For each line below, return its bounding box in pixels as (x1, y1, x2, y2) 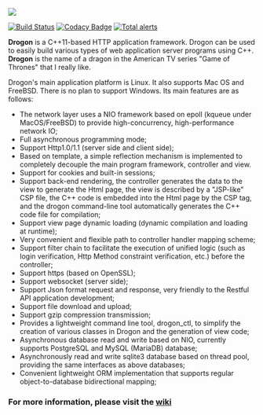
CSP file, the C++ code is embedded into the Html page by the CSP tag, (19, 193, 253, 202)
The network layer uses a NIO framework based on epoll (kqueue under (19, 110, 252, 119)
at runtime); (19, 226, 57, 236)
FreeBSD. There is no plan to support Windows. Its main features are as (8, 86, 239, 95)
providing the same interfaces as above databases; (19, 360, 186, 369)
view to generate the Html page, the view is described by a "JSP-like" (19, 185, 244, 194)
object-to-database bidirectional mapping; (19, 377, 157, 386)
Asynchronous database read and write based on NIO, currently (19, 335, 226, 344)
